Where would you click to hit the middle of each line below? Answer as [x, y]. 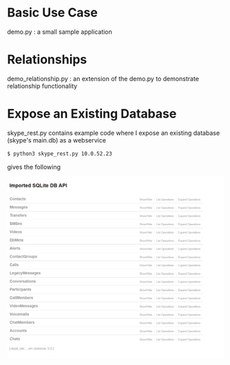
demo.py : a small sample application [60, 32]
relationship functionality [42, 86]
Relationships [47, 60]
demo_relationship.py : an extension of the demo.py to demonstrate [103, 79]
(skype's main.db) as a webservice [57, 140]
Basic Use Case [52, 13]
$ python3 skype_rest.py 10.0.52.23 [60, 154]
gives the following [34, 167]
